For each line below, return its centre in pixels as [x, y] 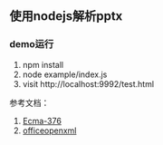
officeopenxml [49, 130]
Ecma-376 [42, 121]
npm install [43, 64]
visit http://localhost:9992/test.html [88, 83]
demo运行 [32, 44]
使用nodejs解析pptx [66, 16]
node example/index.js [65, 74]
